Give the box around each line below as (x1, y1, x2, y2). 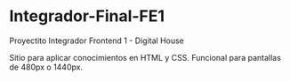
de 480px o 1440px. (9, 62, 83, 72)
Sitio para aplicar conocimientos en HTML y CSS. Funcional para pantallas (9, 52, 282, 63)
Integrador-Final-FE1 (9, 6, 165, 26)
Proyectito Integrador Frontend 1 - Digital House (9, 35, 185, 46)
